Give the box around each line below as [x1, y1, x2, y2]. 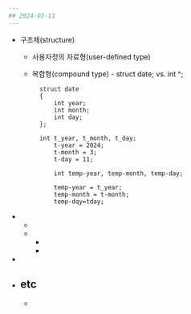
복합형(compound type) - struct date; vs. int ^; [31, 69, 184, 79]
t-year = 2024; [53, 141, 104, 149]
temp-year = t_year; [53, 183, 123, 191]
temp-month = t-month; [53, 190, 130, 198]
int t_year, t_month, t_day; [39, 134, 137, 142]
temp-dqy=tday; [53, 198, 104, 206]
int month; [53, 106, 91, 114]
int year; [53, 99, 87, 107]
